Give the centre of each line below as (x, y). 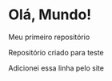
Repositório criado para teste (56, 52)
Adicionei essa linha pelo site (56, 68)
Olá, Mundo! (50, 15)
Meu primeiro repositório (49, 37)
